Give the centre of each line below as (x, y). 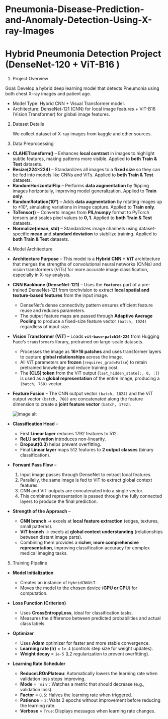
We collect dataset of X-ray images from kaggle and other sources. (82, 134)
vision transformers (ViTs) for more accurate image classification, (80, 270)
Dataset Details (28, 124)
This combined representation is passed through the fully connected (91, 496)
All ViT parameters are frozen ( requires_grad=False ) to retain (83, 363)
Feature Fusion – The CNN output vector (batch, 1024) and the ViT (83, 394)
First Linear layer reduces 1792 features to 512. (69, 434)
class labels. (33, 624)
